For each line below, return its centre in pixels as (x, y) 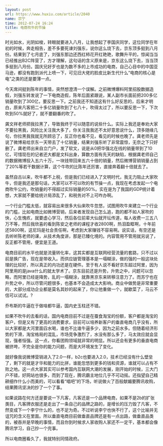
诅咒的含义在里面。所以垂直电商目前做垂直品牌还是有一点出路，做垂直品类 (79, 416)
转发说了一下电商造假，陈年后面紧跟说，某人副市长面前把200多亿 (92, 95)
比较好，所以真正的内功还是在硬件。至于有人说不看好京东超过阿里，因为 (86, 265)
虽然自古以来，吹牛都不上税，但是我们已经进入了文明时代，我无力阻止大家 (79, 177)
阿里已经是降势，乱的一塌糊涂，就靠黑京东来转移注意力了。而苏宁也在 (88, 277)
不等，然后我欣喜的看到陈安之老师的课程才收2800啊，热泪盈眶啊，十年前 (82, 224)
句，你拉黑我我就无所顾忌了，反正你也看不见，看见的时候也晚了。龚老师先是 (81, 136)
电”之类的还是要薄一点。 (30, 79)
